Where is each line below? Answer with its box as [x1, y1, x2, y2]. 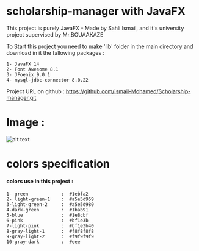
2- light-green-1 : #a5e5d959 [6, 196, 95, 202]
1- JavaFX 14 [6, 61, 40, 67]
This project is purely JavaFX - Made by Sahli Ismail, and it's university [6, 24, 184, 32]
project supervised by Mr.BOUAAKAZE [6, 30, 104, 38]
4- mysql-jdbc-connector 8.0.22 [6, 77, 89, 83]
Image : [6, 116, 45, 129]
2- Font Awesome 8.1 [6, 66, 59, 72]
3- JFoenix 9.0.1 [6, 71, 51, 77]
